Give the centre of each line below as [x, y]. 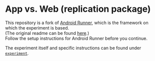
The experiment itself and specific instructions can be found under [73, 48]
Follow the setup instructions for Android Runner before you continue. [76, 38]
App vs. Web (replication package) [78, 9]
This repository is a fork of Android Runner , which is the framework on [77, 23]
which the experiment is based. [37, 28]
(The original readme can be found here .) [47, 33]
